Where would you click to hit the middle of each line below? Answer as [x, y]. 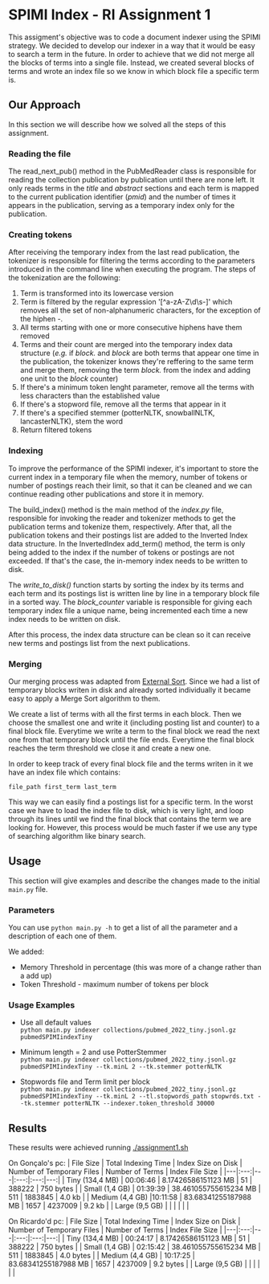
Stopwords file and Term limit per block [85, 1082]
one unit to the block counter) [69, 378]
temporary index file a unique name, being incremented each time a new [128, 610]
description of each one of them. [63, 936]
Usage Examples [42, 1004]
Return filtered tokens [56, 430]
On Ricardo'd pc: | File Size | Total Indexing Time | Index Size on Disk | [124, 1221]
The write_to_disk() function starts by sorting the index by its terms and [126, 585]
